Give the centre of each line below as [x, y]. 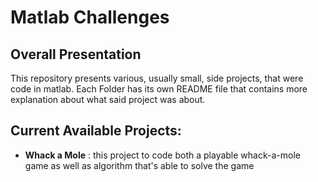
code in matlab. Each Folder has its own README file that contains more [159, 89]
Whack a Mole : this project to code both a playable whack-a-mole [162, 155]
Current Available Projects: [96, 131]
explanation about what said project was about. [108, 99]
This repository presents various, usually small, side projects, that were [157, 78]
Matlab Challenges [90, 17]
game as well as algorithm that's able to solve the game [139, 165]
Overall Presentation [76, 54]
